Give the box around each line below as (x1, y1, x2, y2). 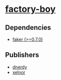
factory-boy (5, 3, 56, 15)
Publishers (5, 51, 39, 59)
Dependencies (5, 23, 51, 32)
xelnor (12, 69, 26, 75)
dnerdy (12, 64, 27, 70)
